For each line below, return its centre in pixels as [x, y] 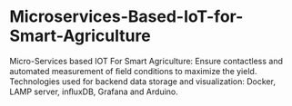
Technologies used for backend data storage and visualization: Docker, [142, 81]
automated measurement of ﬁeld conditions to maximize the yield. [133, 71]
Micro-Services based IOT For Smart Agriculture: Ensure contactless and [146, 61]
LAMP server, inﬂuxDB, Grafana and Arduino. [94, 92]
